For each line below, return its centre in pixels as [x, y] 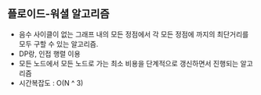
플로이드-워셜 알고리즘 [58, 14]
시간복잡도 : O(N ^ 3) [51, 83]
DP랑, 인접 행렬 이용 [49, 54]
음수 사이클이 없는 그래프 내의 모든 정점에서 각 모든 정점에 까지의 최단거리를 [134, 34]
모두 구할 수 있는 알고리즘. [58, 44]
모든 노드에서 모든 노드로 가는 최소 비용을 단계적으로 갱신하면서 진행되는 [129, 63]
